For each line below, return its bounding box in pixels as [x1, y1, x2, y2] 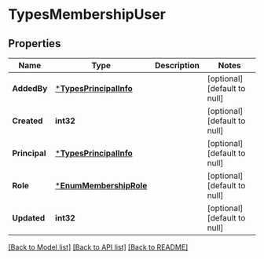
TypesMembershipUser [8, 5, 167, 24]
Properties [8, 37, 61, 50]
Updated [12, 213, 46, 223]
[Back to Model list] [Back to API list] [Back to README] [8, 243, 189, 252]
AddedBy [12, 83, 48, 93]
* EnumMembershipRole [54, 181, 148, 191]
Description [154, 60, 200, 71]
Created [12, 115, 43, 126]
